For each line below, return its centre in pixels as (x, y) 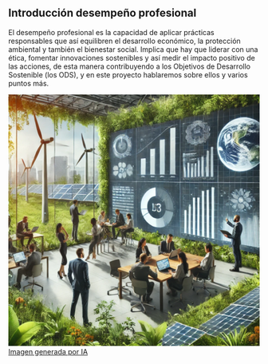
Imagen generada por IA (48, 351)
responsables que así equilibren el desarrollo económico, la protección (124, 41)
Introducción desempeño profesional (102, 13)
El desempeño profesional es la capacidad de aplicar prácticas (111, 32)
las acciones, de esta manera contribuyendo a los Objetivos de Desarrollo (130, 66)
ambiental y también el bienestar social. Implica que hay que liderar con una (133, 49)
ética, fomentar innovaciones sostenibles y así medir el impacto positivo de (132, 57)
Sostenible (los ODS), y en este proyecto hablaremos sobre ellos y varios (128, 74)
